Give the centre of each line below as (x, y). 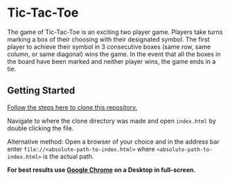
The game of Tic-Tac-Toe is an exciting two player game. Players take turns (115, 32)
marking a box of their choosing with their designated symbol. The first (108, 39)
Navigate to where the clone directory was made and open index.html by (112, 121)
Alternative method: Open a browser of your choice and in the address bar (113, 141)
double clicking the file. (41, 128)
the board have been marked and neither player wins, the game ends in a (112, 61)
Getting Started (41, 90)
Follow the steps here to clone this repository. (72, 107)
